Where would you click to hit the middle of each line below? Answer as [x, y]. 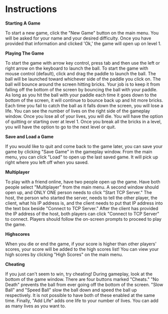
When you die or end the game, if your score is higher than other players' [81, 244]
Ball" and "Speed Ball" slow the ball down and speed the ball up [71, 290]
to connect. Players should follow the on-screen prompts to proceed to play [83, 219]
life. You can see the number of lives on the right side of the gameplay [78, 111]
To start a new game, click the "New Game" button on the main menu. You [82, 33]
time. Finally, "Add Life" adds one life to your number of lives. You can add [82, 300]
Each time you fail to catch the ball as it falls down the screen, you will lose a [84, 105]
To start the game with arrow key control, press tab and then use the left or [83, 63]
